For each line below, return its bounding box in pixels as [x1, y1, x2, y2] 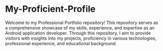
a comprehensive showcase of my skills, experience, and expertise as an [5, 25, 155, 30]
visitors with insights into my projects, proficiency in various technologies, [5, 35, 157, 41]
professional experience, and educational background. [5, 40, 117, 46]
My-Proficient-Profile [5, 3, 96, 15]
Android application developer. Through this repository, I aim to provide [5, 30, 151, 36]
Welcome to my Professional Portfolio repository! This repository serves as [5, 20, 159, 25]
